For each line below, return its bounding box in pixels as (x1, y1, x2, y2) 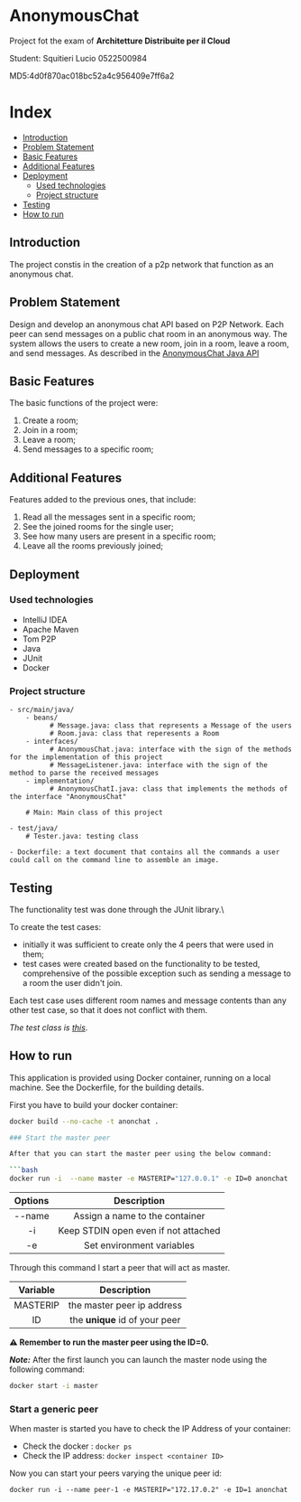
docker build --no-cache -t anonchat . (9, 1117, 160, 1126)
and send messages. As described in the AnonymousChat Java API (9, 347, 260, 358)
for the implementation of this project (9, 753, 164, 762)
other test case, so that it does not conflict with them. (9, 1004, 208, 1015)
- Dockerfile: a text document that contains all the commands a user (9, 848, 280, 857)
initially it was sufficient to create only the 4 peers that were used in (22, 939, 274, 950)
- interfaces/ (25, 737, 78, 746)
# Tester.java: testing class (25, 832, 140, 841)
